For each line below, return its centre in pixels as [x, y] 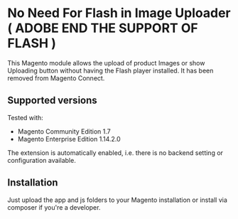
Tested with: [26, 117]
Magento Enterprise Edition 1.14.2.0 [69, 139]
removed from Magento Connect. [56, 78]
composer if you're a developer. [54, 207]
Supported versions [52, 101]
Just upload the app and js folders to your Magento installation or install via [117, 200]
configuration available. [42, 160]
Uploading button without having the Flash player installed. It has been [110, 70]
